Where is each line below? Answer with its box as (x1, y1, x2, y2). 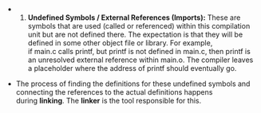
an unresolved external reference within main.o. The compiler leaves (27, 55, 254, 64)
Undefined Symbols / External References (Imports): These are (27, 13, 241, 22)
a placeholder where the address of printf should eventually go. (27, 64, 237, 72)
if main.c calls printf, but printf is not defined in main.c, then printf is (27, 47, 251, 56)
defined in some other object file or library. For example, (27, 38, 213, 48)
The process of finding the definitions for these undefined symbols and (15, 79, 251, 88)
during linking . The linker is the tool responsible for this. (15, 96, 202, 105)
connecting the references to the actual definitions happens (15, 88, 213, 96)
